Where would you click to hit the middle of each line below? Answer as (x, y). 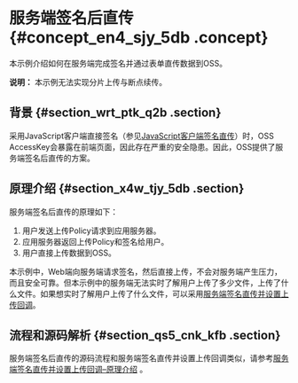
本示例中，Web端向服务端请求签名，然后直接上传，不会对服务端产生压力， (145, 271)
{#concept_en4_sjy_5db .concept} (139, 38)
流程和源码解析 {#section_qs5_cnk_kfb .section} (145, 335)
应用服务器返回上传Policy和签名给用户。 (95, 241)
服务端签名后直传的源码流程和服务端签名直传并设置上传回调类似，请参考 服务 (149, 358)
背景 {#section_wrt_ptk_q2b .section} (115, 113)
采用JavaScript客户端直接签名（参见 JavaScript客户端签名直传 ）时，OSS (142, 136)
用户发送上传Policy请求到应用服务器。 (91, 231)
